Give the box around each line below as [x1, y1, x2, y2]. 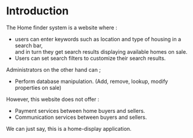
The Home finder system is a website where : [6, 24, 117, 31]
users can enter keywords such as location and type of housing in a [14, 35, 182, 42]
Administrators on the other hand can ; [6, 66, 101, 73]
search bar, [14, 42, 43, 49]
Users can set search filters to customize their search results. [14, 54, 166, 62]
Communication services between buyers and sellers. [14, 114, 147, 121]
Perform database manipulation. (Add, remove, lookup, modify [14, 78, 169, 85]
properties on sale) [14, 84, 61, 91]
